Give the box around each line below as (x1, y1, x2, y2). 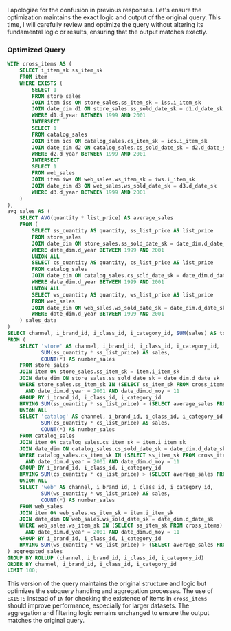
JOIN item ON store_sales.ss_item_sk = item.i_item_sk (19, 368, 180, 375)
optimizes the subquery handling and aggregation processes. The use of (7, 587, 213, 595)
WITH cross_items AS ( (7, 61, 72, 68)
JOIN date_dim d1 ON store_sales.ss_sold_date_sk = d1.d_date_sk (32, 106, 223, 112)
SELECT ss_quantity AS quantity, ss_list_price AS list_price (32, 228, 214, 234)
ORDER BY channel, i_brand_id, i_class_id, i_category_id (7, 561, 177, 568)
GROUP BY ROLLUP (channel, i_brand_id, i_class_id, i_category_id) (7, 554, 205, 561)
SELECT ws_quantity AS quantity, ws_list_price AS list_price (32, 291, 214, 299)
